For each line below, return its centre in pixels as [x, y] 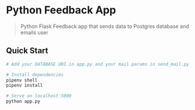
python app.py [23, 102]
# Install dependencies [35, 74]
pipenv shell [22, 80]
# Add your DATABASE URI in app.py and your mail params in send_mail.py [98, 64]
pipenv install [25, 86]
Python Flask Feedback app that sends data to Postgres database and [105, 26]
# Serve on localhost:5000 [39, 96]
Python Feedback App [61, 10]
